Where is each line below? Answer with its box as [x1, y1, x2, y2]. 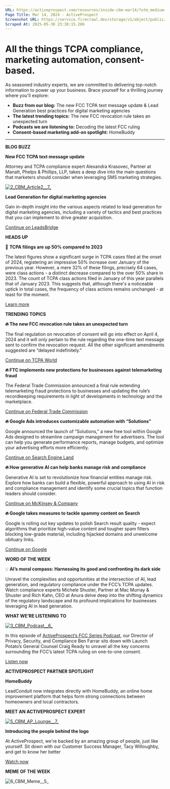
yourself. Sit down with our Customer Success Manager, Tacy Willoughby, [5, 743, 159, 749]
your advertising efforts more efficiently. [5, 445, 90, 451]
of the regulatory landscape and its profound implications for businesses [5, 598, 157, 604]
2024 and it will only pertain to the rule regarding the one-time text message [5, 337, 164, 343]
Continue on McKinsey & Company [5, 500, 78, 507]
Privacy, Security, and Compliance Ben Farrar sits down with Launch [5, 638, 148, 644]
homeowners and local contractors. [5, 699, 79, 705]
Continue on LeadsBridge [5, 224, 59, 231]
